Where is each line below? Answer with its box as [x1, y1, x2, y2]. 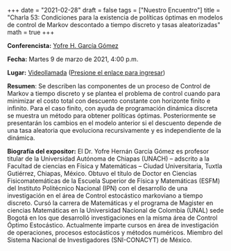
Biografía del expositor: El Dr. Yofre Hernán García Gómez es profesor [7, 147, 209, 155]
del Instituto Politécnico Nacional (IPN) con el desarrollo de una [7, 184, 188, 192]
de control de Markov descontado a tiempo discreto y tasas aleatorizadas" [7, 21, 221, 29]
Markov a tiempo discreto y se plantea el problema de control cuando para [7, 90, 221, 97]
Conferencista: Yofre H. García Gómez [7, 42, 119, 49]
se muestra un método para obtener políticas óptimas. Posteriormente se [7, 111, 216, 120]
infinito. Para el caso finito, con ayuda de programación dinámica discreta [7, 104, 218, 112]
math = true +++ [7, 28, 55, 36]
